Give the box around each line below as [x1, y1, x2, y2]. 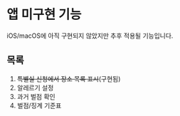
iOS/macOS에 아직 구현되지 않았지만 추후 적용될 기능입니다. [6, 31, 174, 40]
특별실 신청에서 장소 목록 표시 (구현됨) [16, 74, 121, 83]
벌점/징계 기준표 [16, 101, 62, 110]
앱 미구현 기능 [6, 6, 82, 23]
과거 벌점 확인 [16, 92, 55, 100]
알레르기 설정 [16, 83, 54, 92]
